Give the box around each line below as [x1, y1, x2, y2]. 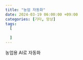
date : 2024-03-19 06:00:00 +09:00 [5, 12, 78, 17]
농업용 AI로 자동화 [5, 49, 41, 55]
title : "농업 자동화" [5, 7, 46, 12]
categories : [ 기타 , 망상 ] [5, 16, 56, 21]
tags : [5, 21, 17, 26]
